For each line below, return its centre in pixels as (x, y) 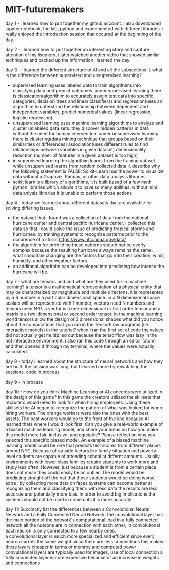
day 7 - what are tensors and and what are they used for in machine (76, 281)
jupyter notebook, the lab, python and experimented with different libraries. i (84, 28)
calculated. (17, 351)
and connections (23, 563)
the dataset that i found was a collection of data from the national (80, 218)
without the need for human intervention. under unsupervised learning (86, 133)
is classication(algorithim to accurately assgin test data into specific (83, 96)
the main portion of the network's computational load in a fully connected (81, 520)
